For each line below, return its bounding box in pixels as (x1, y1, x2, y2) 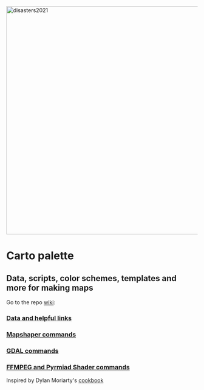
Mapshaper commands (6, 330, 76, 338)
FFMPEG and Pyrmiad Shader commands (6, 363, 130, 371)
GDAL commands (6, 346, 59, 355)
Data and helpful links (6, 313, 72, 322)
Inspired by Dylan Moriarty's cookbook (6, 377, 104, 384)
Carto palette (6, 249, 74, 263)
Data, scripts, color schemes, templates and (6, 273, 177, 284)
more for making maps (6, 282, 93, 293)
